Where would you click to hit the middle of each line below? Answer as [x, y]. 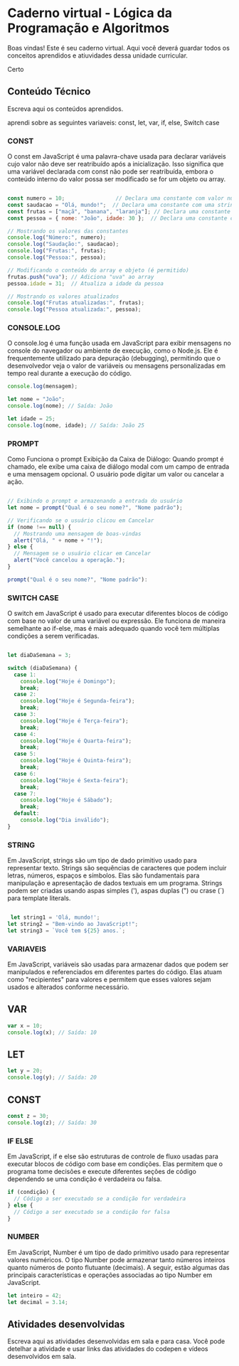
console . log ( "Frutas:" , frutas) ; [57, 251]
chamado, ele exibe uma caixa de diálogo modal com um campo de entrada [118, 466]
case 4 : [25, 734]
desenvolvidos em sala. [42, 1357]
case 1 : [25, 674]
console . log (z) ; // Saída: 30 [52, 1122]
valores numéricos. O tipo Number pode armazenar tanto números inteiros [116, 1259]
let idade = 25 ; [31, 419]
